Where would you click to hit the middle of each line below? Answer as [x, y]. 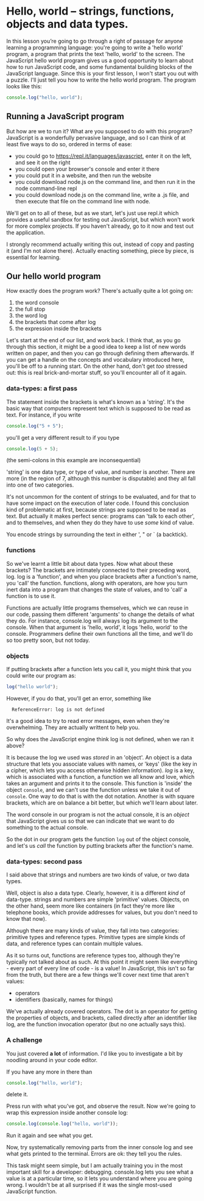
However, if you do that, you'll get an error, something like [79, 698]
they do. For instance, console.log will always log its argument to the [92, 621]
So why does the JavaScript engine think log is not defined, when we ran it [100, 739]
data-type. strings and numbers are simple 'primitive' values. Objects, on [98, 900]
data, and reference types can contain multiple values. [75, 944]
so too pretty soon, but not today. [48, 640]
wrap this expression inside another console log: [67, 1113]
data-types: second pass [44, 861]
